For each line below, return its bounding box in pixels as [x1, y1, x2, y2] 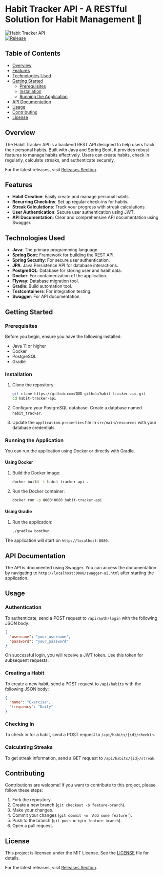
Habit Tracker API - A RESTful [5, 3, 127, 15]
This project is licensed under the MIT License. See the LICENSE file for [5, 850, 149, 856]
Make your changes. [12, 807, 54, 813]
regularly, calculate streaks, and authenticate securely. [5, 157, 115, 163]
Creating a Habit [5, 670, 45, 676]
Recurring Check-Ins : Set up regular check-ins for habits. [12, 199, 129, 205]
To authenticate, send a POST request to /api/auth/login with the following [5, 615, 158, 621]
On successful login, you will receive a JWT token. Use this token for [5, 652, 143, 658]
